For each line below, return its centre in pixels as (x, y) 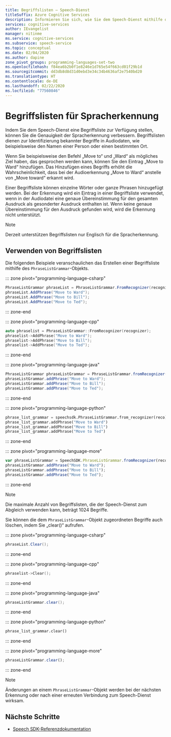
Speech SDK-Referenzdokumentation (52, 729)
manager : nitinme (24, 34)
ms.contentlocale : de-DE (32, 81)
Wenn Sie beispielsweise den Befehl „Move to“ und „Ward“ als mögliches (82, 156)
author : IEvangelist (27, 29)
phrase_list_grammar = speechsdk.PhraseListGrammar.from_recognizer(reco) (86, 417)
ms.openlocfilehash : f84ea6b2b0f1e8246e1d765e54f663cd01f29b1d (74, 67)
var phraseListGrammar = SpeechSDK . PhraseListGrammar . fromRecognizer (81, 461)
